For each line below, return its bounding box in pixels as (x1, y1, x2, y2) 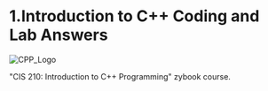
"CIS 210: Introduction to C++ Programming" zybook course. (9, 71, 231, 81)
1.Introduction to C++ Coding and (9, 6, 260, 27)
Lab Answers (9, 25, 108, 45)
